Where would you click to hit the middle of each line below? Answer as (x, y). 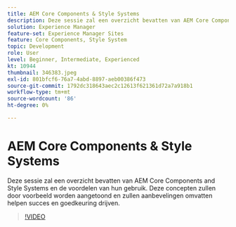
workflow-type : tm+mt (39, 92)
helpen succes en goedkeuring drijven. (64, 203)
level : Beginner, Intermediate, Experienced (73, 60)
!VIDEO (35, 216)
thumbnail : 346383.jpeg (42, 72)
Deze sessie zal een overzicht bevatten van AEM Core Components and (111, 181)
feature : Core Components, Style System (67, 40)
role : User (23, 53)
